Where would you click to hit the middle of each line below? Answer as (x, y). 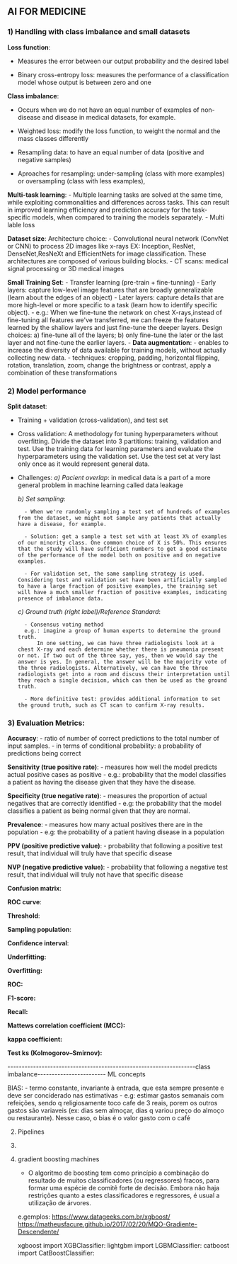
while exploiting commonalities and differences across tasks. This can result (118, 202)
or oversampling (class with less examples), (81, 181)
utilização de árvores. (60, 1203)
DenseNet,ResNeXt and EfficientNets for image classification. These (107, 254)
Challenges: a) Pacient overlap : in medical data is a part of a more (114, 477)
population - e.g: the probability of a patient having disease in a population (116, 832)
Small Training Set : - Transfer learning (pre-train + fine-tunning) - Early (112, 282)
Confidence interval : (38, 943)
